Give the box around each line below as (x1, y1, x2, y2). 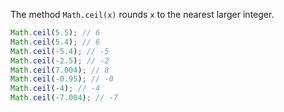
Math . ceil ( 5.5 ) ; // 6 (10, 28, 101, 38)
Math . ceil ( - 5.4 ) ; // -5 (10, 46, 110, 56)
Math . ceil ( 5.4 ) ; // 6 (10, 37, 101, 47)
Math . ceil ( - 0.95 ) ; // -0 (10, 74, 114, 84)
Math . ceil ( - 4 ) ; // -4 (10, 84, 101, 94)
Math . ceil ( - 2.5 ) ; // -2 (10, 55, 110, 66)
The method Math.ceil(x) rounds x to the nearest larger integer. (10, 9, 275, 20)
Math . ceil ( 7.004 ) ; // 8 (10, 65, 110, 75)
